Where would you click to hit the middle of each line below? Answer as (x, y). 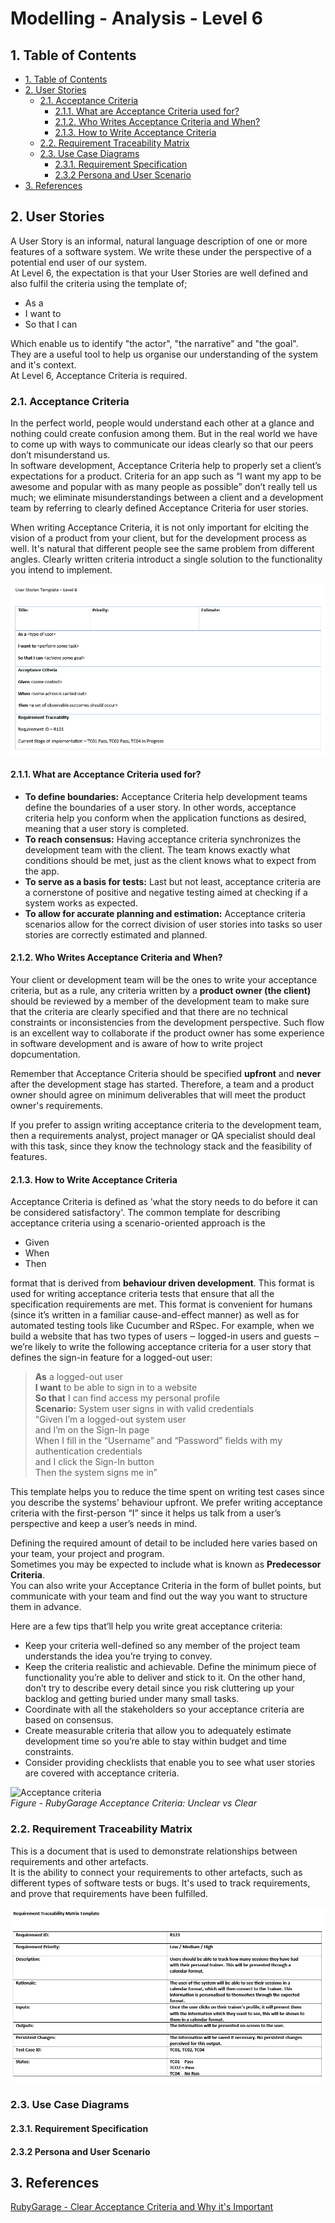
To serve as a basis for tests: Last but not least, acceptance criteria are (173, 881)
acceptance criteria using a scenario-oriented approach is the (138, 1223)
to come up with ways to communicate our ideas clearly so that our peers (162, 444)
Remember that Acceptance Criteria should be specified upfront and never (166, 1074)
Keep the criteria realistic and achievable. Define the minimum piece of (170, 1667)
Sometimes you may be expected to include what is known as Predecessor (166, 1564)
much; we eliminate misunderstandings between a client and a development (167, 498)
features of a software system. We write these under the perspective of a (161, 251)
